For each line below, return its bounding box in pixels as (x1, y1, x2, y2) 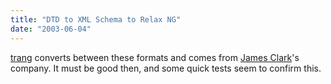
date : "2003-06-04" (10, 24, 92, 34)
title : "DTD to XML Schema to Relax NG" (10, 14, 182, 25)
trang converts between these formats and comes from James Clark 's (10, 51, 300, 63)
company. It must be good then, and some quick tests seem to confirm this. (10, 62, 322, 74)
